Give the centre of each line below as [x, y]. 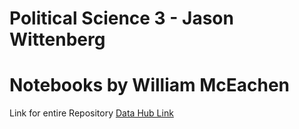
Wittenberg [57, 39]
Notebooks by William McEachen [150, 85]
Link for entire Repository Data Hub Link [91, 113]
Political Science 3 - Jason [121, 18]
